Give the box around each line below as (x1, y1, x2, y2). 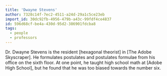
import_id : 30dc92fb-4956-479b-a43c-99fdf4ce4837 (5, 16, 112, 21)
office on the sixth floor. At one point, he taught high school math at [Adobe (5, 59, 162, 65)
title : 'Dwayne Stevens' (5, 7, 58, 12)
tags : (5, 26, 17, 31)
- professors (10, 35, 37, 40)
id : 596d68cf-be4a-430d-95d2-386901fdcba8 (5, 21, 96, 26)
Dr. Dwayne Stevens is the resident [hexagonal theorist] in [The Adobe (5, 48, 152, 55)
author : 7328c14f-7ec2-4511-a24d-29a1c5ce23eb (5, 12, 105, 17)
